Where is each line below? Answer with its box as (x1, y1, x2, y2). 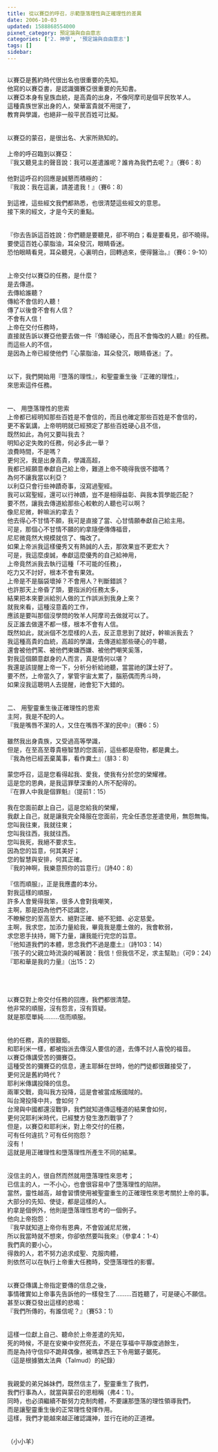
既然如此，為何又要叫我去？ (7, 429, 86, 438)
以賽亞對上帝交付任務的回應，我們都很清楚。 (7, 995, 135, 1003)
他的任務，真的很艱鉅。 (7, 1036, 74, 1044)
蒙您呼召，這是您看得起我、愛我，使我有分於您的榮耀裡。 (7, 770, 170, 778)
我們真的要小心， (7, 1240, 56, 1248)
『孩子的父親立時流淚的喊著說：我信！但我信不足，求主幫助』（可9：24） (7, 949, 215, 957)
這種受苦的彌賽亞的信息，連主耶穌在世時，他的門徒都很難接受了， (7, 1061, 195, 1070)
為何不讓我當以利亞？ (7, 473, 68, 481)
